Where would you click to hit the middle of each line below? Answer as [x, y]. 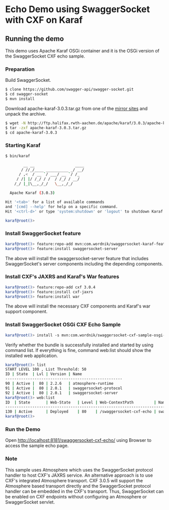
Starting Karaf [23, 145]
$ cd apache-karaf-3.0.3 [31, 132]
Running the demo [35, 39]
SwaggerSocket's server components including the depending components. [84, 264]
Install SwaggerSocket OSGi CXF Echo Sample [63, 325]
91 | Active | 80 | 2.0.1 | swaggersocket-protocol [64, 388]
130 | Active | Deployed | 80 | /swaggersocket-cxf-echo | [81, 412]
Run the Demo [23, 429]
